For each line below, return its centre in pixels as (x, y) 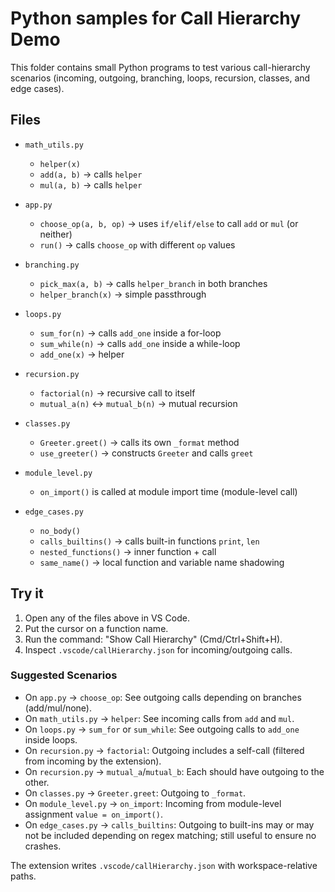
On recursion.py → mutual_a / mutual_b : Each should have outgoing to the (174, 771)
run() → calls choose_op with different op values (137, 244)
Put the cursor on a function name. (96, 628)
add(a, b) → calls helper (91, 174)
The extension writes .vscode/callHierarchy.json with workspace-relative (164, 865)
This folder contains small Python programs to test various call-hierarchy (160, 67)
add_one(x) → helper (82, 354)
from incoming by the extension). (93, 761)
